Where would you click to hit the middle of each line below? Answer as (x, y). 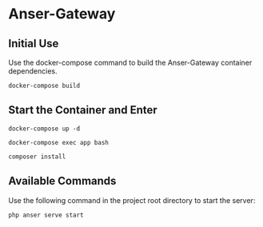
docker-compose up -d (44, 129)
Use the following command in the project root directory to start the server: (132, 200)
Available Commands (62, 181)
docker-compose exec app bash (59, 142)
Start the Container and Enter (83, 110)
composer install (37, 157)
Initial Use (34, 44)
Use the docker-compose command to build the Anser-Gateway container (130, 62)
